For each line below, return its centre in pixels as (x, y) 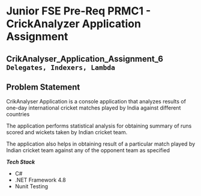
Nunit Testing (31, 186)
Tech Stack (21, 162)
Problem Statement (43, 87)
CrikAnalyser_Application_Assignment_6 (85, 59)
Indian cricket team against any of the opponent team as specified (88, 150)
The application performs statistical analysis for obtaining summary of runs (99, 126)
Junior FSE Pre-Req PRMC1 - (79, 11)
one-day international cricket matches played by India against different (94, 108)
